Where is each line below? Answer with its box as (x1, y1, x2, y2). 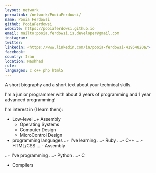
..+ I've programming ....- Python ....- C (5, 152, 85, 158)
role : (5, 63, 16, 68)
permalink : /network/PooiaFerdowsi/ (5, 12, 81, 17)
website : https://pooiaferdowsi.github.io (5, 26, 95, 31)
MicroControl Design (19, 132, 63, 138)
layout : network (5, 7, 39, 13)
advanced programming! (5, 97, 56, 103)
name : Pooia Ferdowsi (5, 17, 50, 22)
